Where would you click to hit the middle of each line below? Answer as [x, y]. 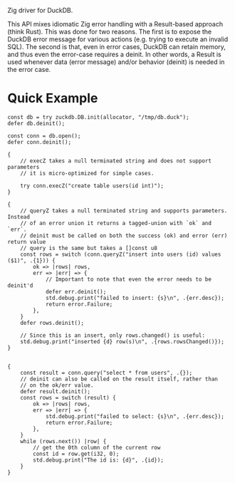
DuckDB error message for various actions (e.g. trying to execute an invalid [118, 39]
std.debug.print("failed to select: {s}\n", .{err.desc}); [135, 416]
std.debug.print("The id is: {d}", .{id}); [98, 460]
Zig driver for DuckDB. [40, 10]
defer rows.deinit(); [52, 323]
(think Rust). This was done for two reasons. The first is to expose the [110, 32]
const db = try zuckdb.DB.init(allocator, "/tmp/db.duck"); [99, 117]
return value [27, 241]
